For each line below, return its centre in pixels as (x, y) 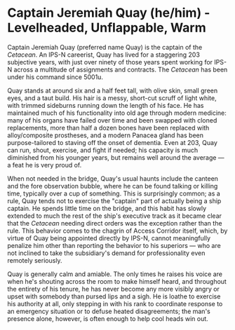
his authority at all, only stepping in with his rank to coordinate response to (115, 303)
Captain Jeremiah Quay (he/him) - (109, 13)
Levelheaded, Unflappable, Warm (107, 28)
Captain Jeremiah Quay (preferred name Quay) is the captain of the (105, 47)
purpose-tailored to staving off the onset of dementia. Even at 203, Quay (112, 142)
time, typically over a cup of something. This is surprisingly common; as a (114, 193)
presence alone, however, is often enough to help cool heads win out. (108, 318)
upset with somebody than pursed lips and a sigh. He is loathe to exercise (114, 296)
